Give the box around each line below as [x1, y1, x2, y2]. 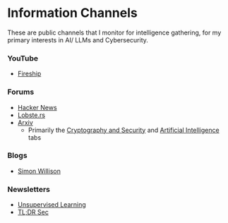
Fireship [17, 69, 42, 78]
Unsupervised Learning [17, 200, 86, 209]
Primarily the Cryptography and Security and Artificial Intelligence [28, 126, 220, 134]
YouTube [7, 53, 39, 63]
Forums [7, 87, 35, 97]
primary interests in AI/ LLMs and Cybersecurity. [7, 35, 148, 44]
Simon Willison [17, 167, 61, 175]
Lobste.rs [17, 111, 46, 119]
